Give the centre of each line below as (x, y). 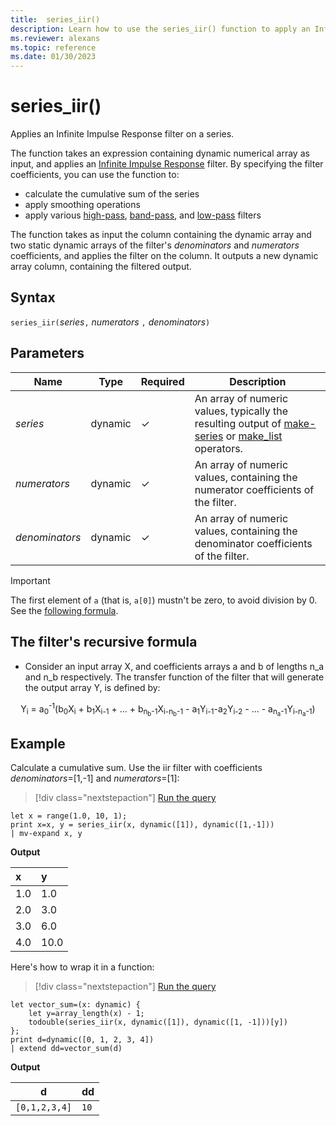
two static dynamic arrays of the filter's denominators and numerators (155, 245)
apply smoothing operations (82, 205)
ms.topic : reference (53, 47)
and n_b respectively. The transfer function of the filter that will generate (174, 677)
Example (38, 743)
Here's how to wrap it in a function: (82, 967)
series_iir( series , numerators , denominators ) (110, 322)
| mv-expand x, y (46, 834)
